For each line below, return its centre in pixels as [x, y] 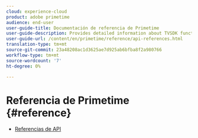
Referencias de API [38, 129]
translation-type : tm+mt [37, 45]
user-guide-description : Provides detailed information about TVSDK [92, 33]
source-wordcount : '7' [34, 60]
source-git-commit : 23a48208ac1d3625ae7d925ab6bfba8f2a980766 [84, 50]
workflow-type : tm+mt [33, 55]
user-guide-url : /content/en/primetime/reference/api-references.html [95, 39]
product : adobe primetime [38, 17]
